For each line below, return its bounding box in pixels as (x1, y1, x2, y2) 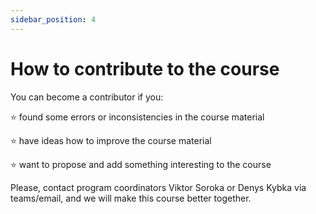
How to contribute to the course (10, 57, 280, 80)
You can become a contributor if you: (10, 91, 164, 103)
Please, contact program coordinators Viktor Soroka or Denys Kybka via (10, 181, 307, 193)
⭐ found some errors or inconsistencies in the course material (10, 111, 265, 123)
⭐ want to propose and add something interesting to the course (10, 158, 272, 170)
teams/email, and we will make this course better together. (10, 192, 252, 204)
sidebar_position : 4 (10, 14, 97, 25)
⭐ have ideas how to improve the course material (10, 134, 212, 146)
